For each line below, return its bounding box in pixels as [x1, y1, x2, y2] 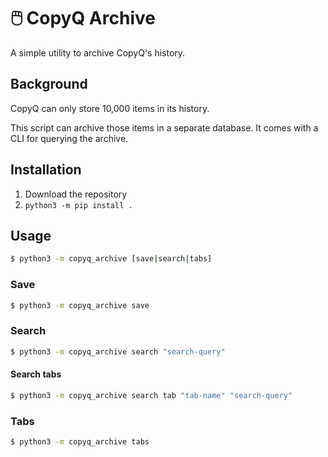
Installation [10, 161, 82, 179]
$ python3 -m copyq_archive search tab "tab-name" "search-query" [10, 390, 293, 400]
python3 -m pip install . [24, 200, 133, 210]
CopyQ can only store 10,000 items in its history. [10, 102, 210, 114]
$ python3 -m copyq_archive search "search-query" [10, 346, 226, 357]
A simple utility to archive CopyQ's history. [10, 46, 186, 59]
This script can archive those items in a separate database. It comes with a [10, 121, 319, 134]
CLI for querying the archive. [10, 132, 129, 144]
